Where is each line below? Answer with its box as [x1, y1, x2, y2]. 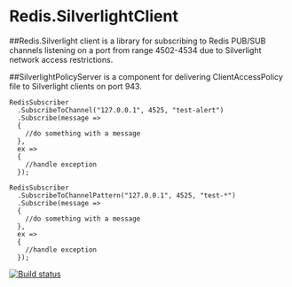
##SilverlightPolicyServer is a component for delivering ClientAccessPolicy [9, 71, 284, 81]
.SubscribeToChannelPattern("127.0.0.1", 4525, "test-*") [17, 190, 237, 200]
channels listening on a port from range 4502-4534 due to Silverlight [9, 44, 262, 55]
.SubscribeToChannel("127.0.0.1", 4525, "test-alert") [17, 105, 225, 114]
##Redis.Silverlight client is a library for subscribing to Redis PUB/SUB [9, 35, 266, 46]
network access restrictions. [9, 54, 114, 65]
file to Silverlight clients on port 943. [9, 81, 142, 91]
